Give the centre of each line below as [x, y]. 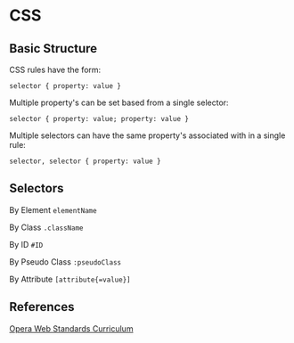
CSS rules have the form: [55, 69]
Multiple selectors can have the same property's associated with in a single [147, 135]
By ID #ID [26, 244]
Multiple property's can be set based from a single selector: [119, 102]
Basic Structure [53, 49]
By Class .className [46, 227]
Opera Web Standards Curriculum [71, 328]
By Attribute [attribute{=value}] [70, 279]
